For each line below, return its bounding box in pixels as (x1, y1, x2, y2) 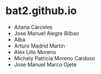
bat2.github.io (5, 4, 77, 18)
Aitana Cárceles (14, 23, 53, 31)
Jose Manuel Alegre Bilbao (14, 29, 80, 36)
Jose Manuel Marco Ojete (14, 60, 77, 68)
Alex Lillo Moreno (14, 48, 56, 55)
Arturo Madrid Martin (14, 42, 65, 49)
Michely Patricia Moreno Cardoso (14, 55, 95, 62)
